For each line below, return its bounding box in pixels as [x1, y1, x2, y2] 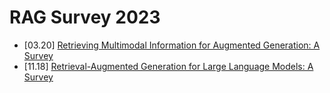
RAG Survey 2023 [9, 6, 161, 29]
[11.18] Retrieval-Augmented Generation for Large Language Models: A [23, 60, 314, 72]
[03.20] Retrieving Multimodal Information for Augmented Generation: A [23, 39, 321, 51]
